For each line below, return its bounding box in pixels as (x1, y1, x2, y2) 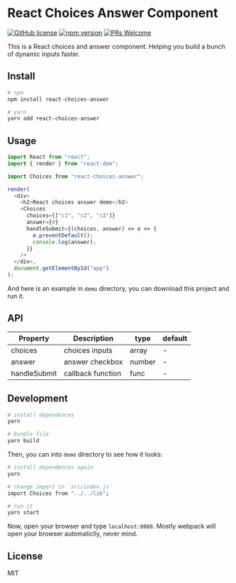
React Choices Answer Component (7, 5, 218, 21)
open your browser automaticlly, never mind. (7, 530, 138, 538)
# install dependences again (7, 464, 94, 471)
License (7, 550, 43, 562)
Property (18, 333, 50, 343)
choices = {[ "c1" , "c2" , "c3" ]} (26, 212, 116, 219)
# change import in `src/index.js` (7, 483, 113, 490)
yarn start (7, 509, 40, 516)
